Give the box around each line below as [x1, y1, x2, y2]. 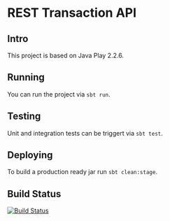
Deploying [7, 149, 53, 162]
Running [7, 71, 45, 83]
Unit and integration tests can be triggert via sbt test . [7, 129, 163, 137]
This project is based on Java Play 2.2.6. [7, 51, 125, 59]
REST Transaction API [7, 5, 137, 21]
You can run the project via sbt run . [7, 90, 111, 99]
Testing [7, 110, 41, 122]
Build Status [7, 187, 62, 200]
